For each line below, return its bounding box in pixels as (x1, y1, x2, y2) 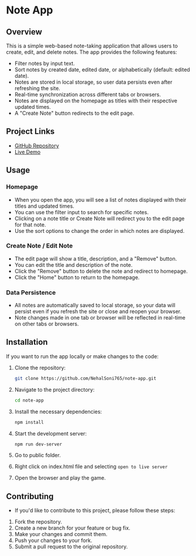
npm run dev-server (14, 441, 63, 447)
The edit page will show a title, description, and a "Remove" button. (14, 255, 177, 262)
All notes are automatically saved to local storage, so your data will (14, 302, 176, 309)
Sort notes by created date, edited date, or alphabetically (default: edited (14, 66, 190, 73)
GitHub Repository (14, 142, 60, 149)
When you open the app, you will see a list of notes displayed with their (14, 196, 187, 203)
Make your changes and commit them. (14, 531, 108, 538)
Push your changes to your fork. (14, 537, 92, 544)
